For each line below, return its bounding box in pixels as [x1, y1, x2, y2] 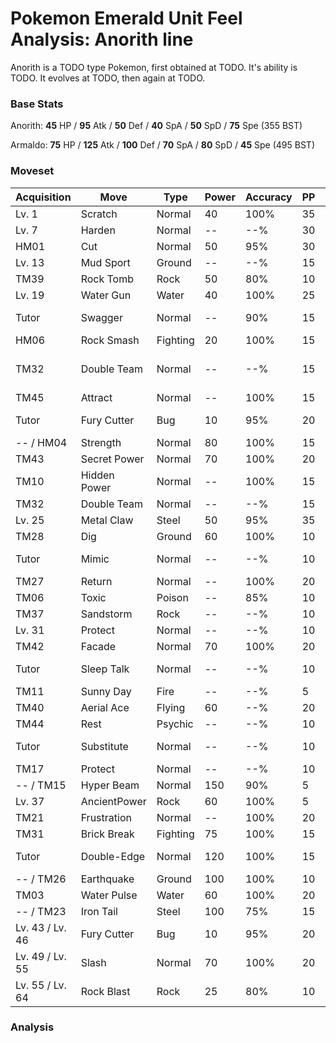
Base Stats [10, 97, 64, 111]
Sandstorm [80, 607, 133, 621]
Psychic [156, 717, 194, 731]
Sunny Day [80, 684, 132, 698]
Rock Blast [80, 984, 131, 998]
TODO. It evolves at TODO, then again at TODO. [10, 72, 206, 84]
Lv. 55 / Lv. [15, 978, 67, 992]
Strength [80, 435, 122, 449]
